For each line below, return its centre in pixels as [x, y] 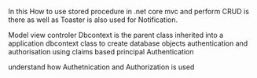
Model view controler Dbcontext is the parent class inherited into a [116, 35]
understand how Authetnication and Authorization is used [101, 67]
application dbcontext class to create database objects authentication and [128, 43]
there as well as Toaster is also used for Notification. [93, 20]
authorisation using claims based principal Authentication [101, 52]
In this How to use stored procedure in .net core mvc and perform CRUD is [129, 11]
